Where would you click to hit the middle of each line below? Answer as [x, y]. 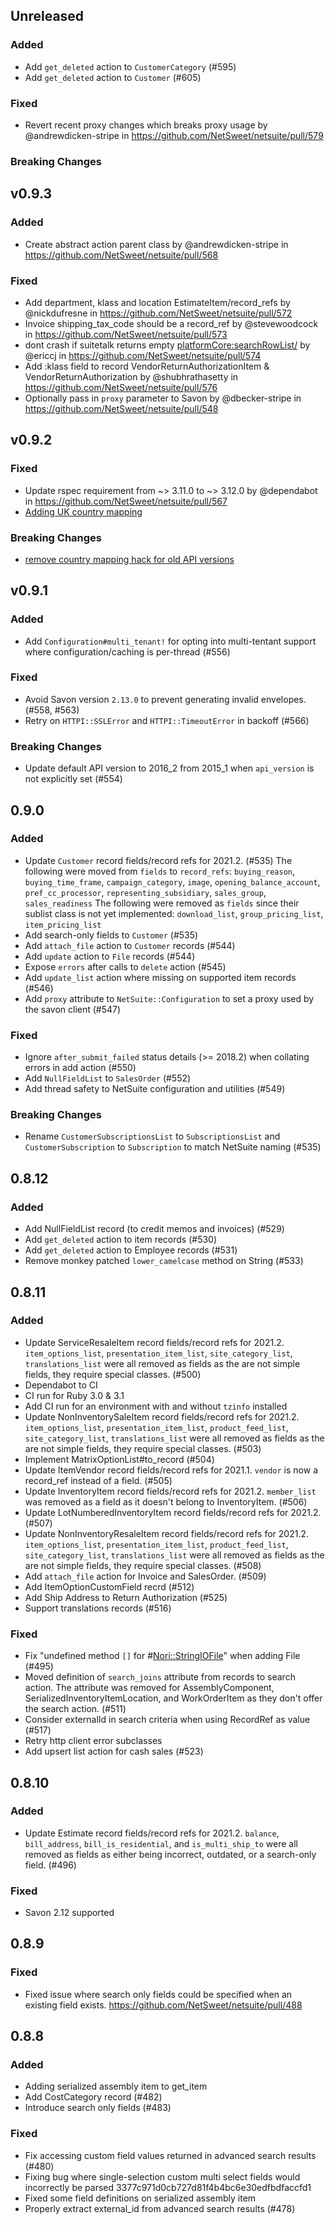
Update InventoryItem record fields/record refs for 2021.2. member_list [170, 1491]
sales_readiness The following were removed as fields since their [162, 903]
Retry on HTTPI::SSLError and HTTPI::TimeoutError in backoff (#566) [167, 720]
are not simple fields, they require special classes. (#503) [143, 1448]
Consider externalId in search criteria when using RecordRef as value [167, 1720]
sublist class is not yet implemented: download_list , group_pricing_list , [174, 913]
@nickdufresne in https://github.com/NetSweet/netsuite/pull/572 [158, 313]
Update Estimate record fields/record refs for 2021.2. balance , [152, 1833]
